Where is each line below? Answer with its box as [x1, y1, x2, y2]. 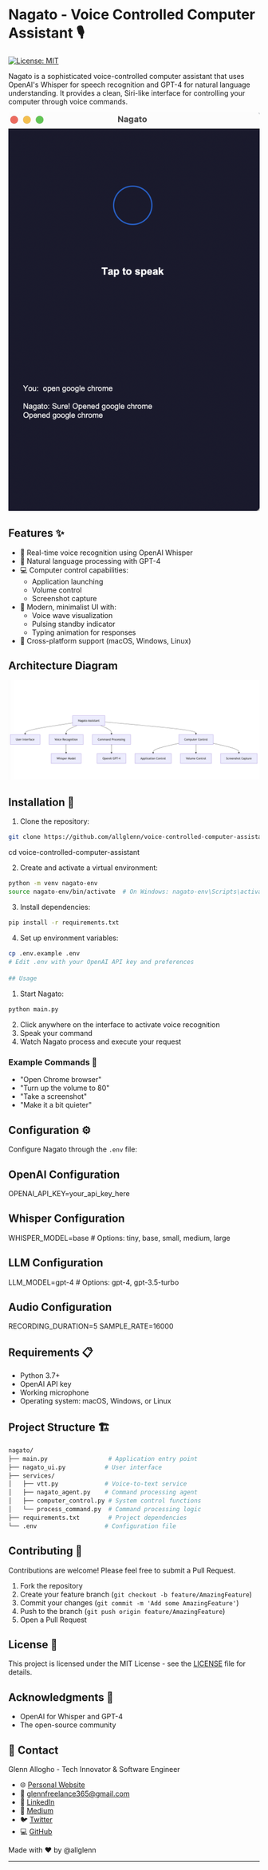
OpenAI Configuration [8, 1167, 120, 1181]
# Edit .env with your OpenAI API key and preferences [8, 958, 195, 966]
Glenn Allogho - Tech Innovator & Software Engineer [8, 1764, 181, 1774]
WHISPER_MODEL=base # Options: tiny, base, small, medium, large [8, 1233, 231, 1242]
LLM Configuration [8, 1256, 104, 1270]
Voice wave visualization [31, 610, 113, 620]
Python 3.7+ [19, 1371, 61, 1380]
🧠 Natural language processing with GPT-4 [19, 556, 161, 565]
